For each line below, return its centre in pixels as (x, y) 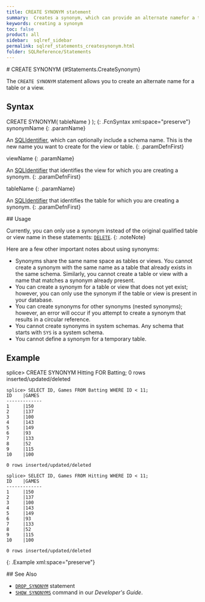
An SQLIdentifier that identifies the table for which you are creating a (93, 200)
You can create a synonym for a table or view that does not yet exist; (101, 287)
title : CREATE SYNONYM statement (49, 12)
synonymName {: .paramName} (46, 128)
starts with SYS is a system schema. (59, 332)
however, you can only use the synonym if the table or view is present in (106, 293)
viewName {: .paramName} (40, 158)
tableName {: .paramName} (41, 188)
